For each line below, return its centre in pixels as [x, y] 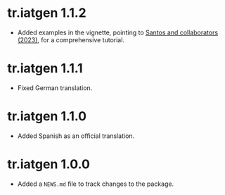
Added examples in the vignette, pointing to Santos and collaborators [118, 32]
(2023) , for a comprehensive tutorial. [71, 39]
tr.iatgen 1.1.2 [47, 13]
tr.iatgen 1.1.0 [47, 117]
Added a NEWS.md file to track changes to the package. [96, 184]
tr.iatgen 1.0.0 [49, 164]
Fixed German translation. [55, 88]
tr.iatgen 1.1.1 [45, 69]
